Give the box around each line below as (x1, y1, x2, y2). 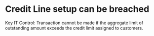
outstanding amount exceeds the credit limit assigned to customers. (5, 25, 143, 31)
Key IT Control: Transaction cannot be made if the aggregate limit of (5, 20, 144, 26)
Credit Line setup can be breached (5, 3, 150, 15)
